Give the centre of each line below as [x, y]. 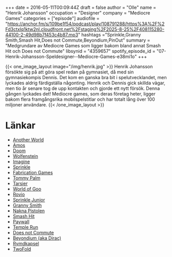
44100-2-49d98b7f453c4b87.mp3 [42, 35]
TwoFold [22, 249]
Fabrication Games [33, 172]
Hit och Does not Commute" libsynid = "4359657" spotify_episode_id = [80, 51]
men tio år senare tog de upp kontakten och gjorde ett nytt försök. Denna [83, 88]
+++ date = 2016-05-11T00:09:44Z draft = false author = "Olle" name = [81, 7]
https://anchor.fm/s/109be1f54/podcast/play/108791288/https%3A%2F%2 [86, 24]
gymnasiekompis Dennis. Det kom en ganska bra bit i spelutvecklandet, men [86, 77]
